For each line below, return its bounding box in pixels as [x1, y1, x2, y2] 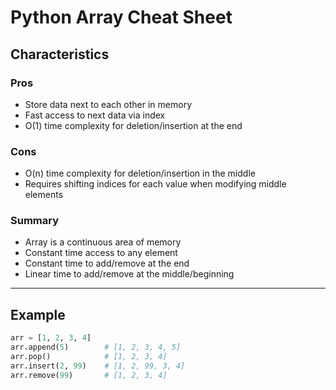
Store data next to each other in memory [24, 98, 193, 110]
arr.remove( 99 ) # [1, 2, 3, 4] [10, 370, 168, 380]
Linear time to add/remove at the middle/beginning [24, 268, 235, 280]
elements [24, 189, 64, 201]
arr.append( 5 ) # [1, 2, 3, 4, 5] [10, 342, 182, 353]
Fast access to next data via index [24, 109, 166, 121]
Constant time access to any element [24, 247, 178, 259]
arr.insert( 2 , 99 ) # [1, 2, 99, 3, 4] [10, 361, 186, 371]
